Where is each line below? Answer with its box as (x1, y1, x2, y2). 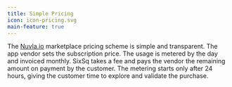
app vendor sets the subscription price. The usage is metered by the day (7, 49, 218, 58)
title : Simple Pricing (7, 10, 74, 17)
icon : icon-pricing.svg (7, 17, 77, 24)
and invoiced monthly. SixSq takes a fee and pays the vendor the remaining (7, 57, 226, 65)
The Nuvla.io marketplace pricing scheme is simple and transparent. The (7, 42, 218, 51)
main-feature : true (7, 23, 65, 30)
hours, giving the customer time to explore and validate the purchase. (7, 72, 209, 80)
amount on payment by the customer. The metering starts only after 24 (7, 64, 213, 73)
